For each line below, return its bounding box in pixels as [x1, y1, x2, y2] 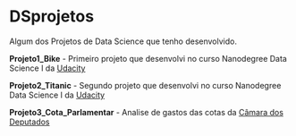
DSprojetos [9, 6, 95, 27]
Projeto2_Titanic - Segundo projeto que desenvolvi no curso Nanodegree [9, 80, 282, 90]
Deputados [9, 116, 50, 127]
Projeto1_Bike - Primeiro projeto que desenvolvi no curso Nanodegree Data [9, 53, 288, 64]
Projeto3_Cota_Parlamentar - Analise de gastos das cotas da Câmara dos [9, 106, 284, 117]
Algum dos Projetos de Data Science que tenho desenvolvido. [9, 36, 237, 47]
